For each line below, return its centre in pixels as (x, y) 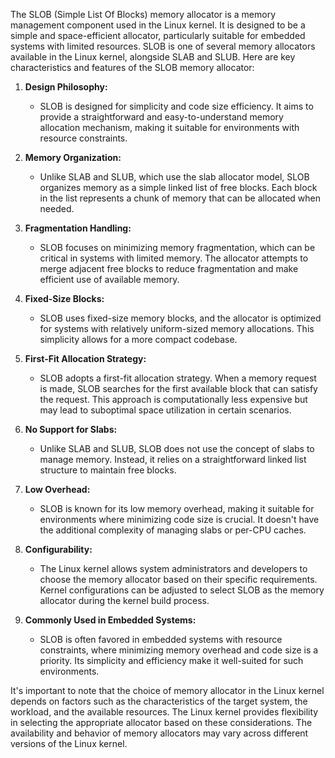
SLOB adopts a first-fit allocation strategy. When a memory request (178, 378)
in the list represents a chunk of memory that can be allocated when (180, 198)
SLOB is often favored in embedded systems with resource (161, 639)
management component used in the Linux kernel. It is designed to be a (158, 25)
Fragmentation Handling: (78, 228)
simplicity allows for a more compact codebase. (138, 339)
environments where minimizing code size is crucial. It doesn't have (179, 519)
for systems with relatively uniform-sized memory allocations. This (177, 328)
